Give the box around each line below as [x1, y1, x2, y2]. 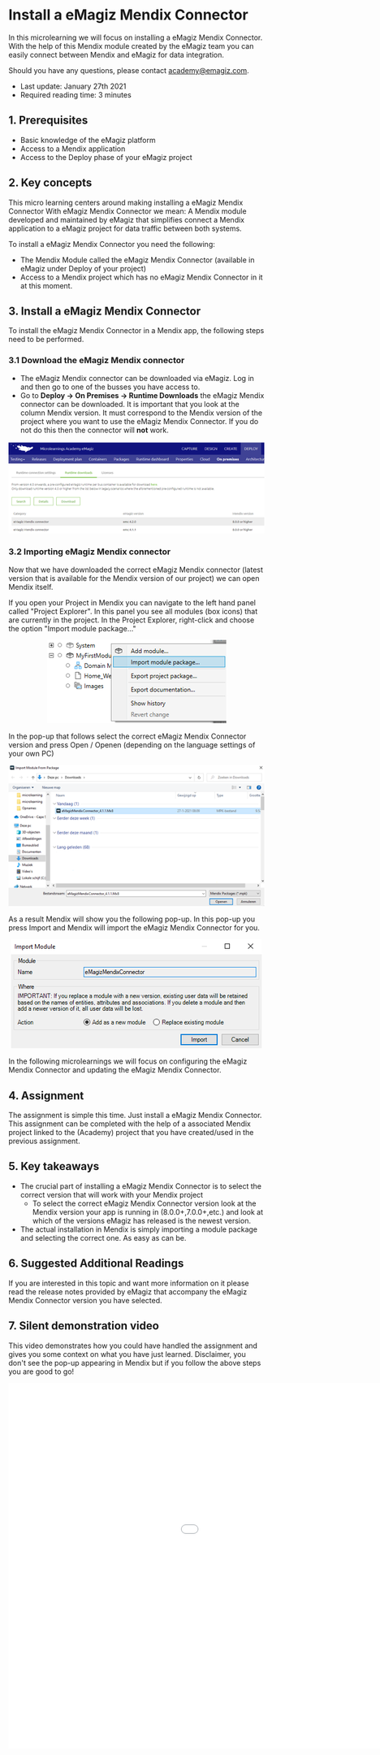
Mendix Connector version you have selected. [8, 1295, 162, 1305]
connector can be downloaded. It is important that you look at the [19, 399, 240, 409]
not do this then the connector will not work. [19, 425, 169, 435]
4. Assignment [8, 1089, 84, 1103]
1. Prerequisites [8, 114, 89, 128]
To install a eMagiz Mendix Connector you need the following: [8, 239, 215, 249]
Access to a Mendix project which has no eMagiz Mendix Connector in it [19, 272, 263, 282]
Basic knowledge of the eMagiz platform [19, 135, 156, 145]
